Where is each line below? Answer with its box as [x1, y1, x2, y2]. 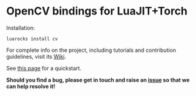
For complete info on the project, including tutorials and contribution [6, 46, 177, 54]
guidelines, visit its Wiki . [6, 53, 67, 60]
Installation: [6, 24, 35, 31]
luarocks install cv [6, 36, 59, 42]
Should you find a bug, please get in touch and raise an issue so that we [6, 76, 190, 83]
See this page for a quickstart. [6, 65, 82, 72]
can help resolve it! [6, 83, 56, 90]
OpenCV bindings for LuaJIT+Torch [6, 4, 188, 18]
